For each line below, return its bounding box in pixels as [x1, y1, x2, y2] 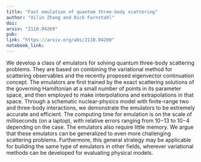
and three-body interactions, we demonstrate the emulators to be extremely [6, 104, 195, 111]
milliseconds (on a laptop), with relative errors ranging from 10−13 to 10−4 [6, 117, 190, 124]
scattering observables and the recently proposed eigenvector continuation [6, 72, 194, 79]
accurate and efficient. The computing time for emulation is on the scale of [6, 110, 192, 118]
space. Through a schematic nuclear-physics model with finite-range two [6, 97, 189, 105]
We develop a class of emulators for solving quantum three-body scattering [6, 59, 195, 66]
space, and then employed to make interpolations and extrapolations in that [6, 91, 194, 99]
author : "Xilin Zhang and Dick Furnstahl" [6, 15, 115, 21]
